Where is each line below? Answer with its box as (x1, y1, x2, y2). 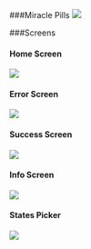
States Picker (9, 210, 61, 221)
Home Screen (9, 48, 62, 59)
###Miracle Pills (9, 10, 70, 20)
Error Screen (9, 88, 59, 99)
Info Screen (9, 169, 55, 181)
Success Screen (9, 129, 73, 140)
